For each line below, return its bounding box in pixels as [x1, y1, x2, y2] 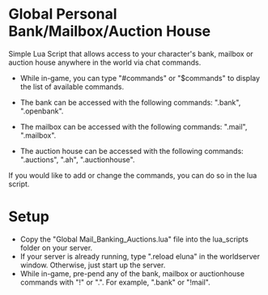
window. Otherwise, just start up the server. [19, 260, 166, 270]
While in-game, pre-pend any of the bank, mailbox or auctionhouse [19, 268, 245, 278]
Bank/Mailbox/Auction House [8, 22, 211, 41]
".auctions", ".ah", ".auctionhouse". [19, 155, 135, 165]
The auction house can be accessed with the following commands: [19, 146, 245, 156]
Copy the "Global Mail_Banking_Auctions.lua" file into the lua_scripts [19, 234, 249, 244]
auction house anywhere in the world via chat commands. [8, 58, 202, 67]
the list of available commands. [19, 82, 125, 92]
